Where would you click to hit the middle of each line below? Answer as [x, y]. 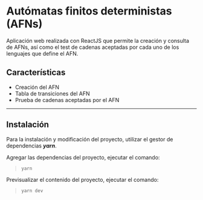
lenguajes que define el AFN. [42, 53]
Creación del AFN [37, 87]
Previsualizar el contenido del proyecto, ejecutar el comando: [82, 179]
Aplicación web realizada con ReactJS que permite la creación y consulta [98, 40]
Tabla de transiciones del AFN [52, 93]
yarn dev [32, 191]
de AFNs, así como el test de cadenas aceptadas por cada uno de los [93, 47]
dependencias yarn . [31, 146]
